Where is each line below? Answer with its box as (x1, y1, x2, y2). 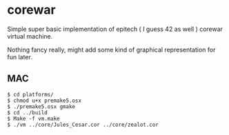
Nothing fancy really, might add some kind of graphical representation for (7, 45, 216, 54)
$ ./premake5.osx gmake (7, 103, 76, 110)
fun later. (7, 52, 32, 61)
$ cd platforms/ (7, 91, 54, 98)
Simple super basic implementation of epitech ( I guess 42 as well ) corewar (7, 25, 223, 33)
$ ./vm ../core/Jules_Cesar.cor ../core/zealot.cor (7, 121, 159, 128)
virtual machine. (7, 32, 53, 40)
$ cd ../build (7, 109, 48, 116)
